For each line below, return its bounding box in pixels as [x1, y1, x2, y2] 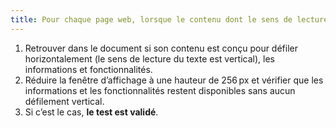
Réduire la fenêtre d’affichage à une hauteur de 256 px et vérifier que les [24, 74, 324, 86]
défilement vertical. [24, 95, 105, 107]
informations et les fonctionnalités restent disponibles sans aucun [24, 84, 296, 96]
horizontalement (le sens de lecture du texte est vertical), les [24, 52, 275, 65]
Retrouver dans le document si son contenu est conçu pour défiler [24, 42, 298, 54]
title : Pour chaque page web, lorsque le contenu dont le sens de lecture [10, 14, 329, 25]
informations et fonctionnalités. [24, 63, 153, 75]
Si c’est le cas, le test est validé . [24, 106, 159, 118]
